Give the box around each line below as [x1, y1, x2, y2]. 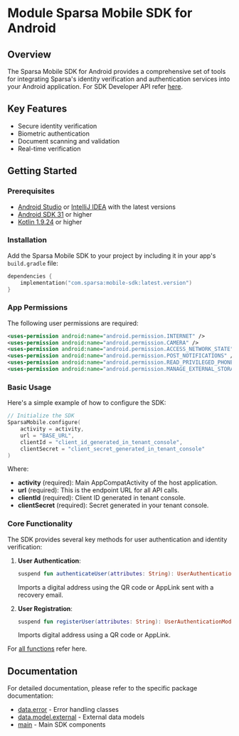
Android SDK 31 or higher [17, 210, 92, 218]
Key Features [7, 103, 68, 115]
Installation [7, 235, 48, 245]
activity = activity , [20, 426, 84, 433]
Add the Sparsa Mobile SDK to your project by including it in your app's [7, 251, 216, 260]
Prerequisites [7, 186, 55, 196]
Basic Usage [7, 382, 52, 392]
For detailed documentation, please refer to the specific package [7, 684, 198, 693]
